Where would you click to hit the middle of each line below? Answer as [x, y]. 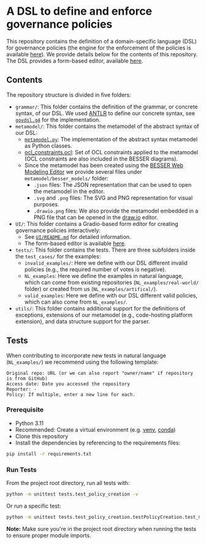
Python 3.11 [29, 423]
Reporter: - [21, 389]
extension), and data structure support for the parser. [82, 321]
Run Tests [21, 470]
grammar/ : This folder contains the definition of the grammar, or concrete [106, 107]
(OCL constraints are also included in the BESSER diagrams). [101, 159]
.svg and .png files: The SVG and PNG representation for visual [113, 198]
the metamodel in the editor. [69, 191]
